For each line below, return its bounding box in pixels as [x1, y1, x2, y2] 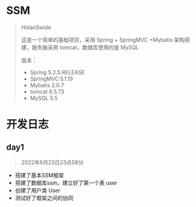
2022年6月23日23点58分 [21, 159, 84, 166]
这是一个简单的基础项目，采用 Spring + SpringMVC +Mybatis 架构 [21, 36, 185, 43]
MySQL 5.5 [30, 94, 58, 102]
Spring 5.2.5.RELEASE [30, 68, 85, 76]
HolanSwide [21, 24, 51, 31]
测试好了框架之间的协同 [14, 194, 74, 202]
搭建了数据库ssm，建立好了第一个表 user [14, 179, 118, 186]
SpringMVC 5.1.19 [30, 75, 74, 82]
